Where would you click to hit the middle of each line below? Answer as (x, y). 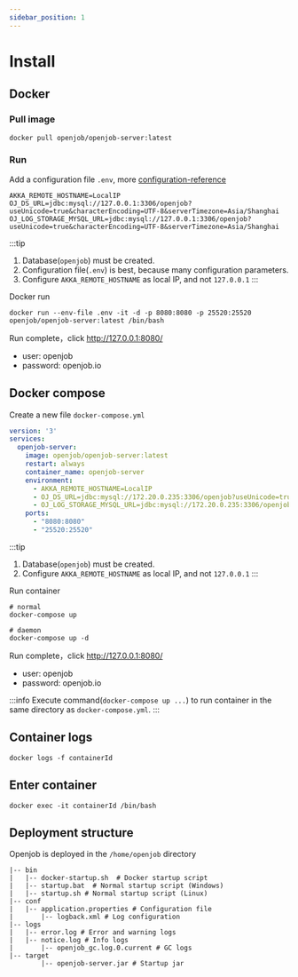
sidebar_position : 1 (47, 17)
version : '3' (33, 431)
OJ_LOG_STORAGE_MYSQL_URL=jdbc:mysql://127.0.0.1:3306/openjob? (130, 218)
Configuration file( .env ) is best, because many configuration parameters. (155, 270)
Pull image (32, 119)
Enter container (53, 786)
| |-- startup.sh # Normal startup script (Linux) (109, 894)
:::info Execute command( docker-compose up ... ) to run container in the (141, 700)
